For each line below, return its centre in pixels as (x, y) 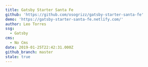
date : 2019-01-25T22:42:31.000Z (39, 47)
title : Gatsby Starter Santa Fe (39, 10)
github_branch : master (29, 52)
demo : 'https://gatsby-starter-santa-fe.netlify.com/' (64, 19)
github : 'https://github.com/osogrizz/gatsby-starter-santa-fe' (75, 15)
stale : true (18, 57)
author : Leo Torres (26, 24)
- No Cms (19, 43)
